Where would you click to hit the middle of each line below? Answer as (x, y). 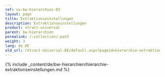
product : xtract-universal (33, 28)
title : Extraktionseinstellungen (39, 19)
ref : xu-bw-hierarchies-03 (33, 10)
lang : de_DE (17, 46)
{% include (16, 64)
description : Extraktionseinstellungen (46, 23)
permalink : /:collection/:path (37, 37)
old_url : (14, 50)
